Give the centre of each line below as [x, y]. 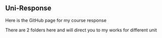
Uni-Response [28, 8]
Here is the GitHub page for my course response [56, 20]
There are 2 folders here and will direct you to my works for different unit [81, 30]
